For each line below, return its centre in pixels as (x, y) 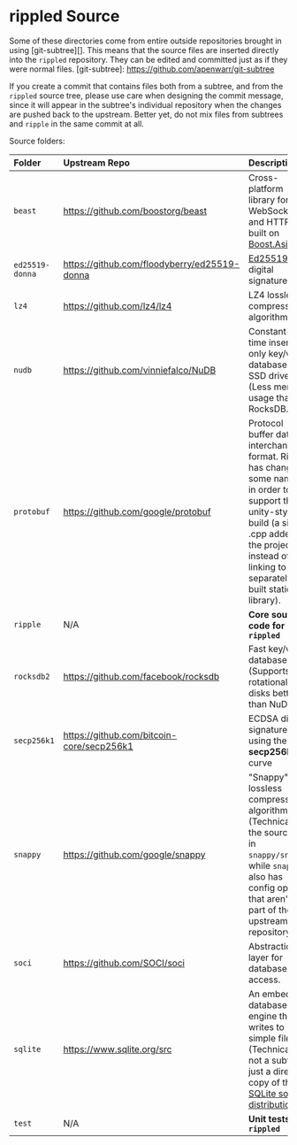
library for (269, 199)
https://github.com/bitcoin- (120, 734)
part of (262, 910)
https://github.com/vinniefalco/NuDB (140, 370)
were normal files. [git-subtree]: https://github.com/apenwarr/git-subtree (142, 69)
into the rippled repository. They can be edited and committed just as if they (148, 59)
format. (263, 456)
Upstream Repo (97, 163)
